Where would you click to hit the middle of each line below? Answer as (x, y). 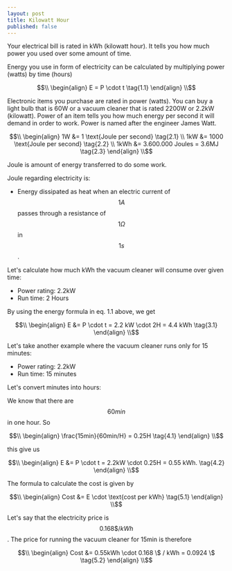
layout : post (26, 14)
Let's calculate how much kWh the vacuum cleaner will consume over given (115, 270)
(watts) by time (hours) (40, 74)
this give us (24, 449)
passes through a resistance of (61, 213)
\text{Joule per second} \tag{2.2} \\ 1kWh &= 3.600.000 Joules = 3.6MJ (116, 144)
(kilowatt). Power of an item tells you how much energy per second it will (111, 116)
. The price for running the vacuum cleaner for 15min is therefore (99, 539)
